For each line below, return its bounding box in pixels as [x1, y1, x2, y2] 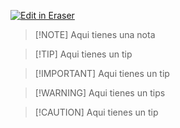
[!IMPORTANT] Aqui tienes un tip [34, 68, 170, 79]
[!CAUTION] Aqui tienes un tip [34, 106, 159, 118]
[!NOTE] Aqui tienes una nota [34, 29, 156, 40]
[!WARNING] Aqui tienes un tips [34, 87, 166, 99]
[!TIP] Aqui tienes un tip [34, 48, 133, 60]
